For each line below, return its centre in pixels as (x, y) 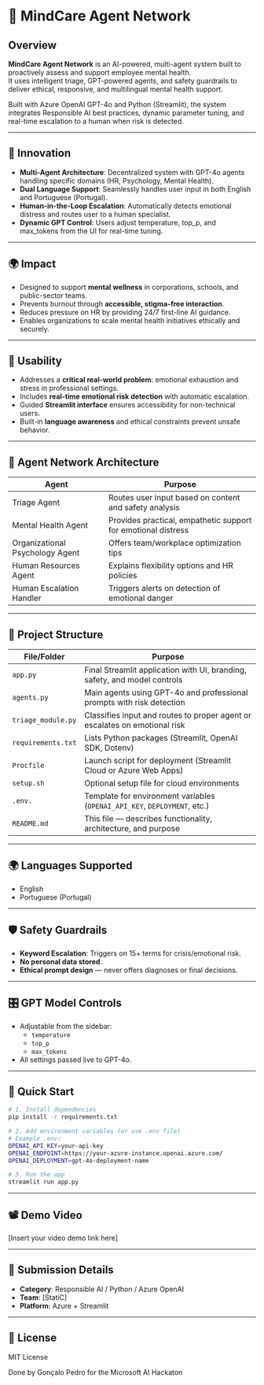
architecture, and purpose (132, 829)
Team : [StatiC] (43, 1297)
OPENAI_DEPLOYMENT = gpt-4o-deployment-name (79, 1160)
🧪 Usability (35, 361)
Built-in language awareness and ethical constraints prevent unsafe (130, 421)
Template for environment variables (150, 796)
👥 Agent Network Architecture (84, 462)
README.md (30, 824)
